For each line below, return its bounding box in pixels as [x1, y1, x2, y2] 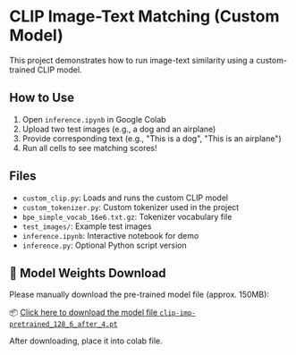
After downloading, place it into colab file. [9, 335, 163, 346]
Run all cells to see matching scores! [21, 142, 157, 153]
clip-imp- [159, 309, 197, 318]
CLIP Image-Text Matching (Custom [9, 6, 280, 27]
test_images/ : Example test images [21, 221, 152, 232]
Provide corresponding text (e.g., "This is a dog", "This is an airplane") [21, 132, 282, 144]
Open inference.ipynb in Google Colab [21, 114, 167, 124]
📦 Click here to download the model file [9, 307, 158, 318]
